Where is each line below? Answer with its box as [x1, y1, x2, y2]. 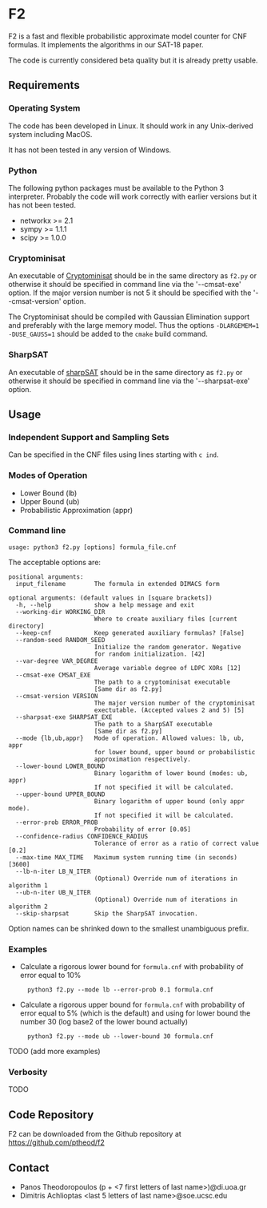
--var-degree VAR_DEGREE [15, 657, 98, 665]
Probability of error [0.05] [94, 825, 192, 834]
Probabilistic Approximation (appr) [19, 505, 133, 515]
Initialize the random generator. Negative [94, 643, 241, 651]
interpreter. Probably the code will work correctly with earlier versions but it [8, 192, 257, 201]
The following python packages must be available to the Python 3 [8, 183, 225, 192]
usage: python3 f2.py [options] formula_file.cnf [8, 543, 177, 551]
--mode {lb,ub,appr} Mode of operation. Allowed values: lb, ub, [15, 734, 245, 742]
